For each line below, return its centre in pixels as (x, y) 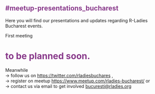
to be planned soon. (48, 56)
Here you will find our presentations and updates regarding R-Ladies (76, 20)
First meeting (19, 35)
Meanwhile (17, 70)
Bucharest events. (24, 26)
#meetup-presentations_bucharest (62, 8)
